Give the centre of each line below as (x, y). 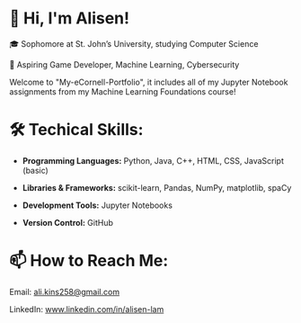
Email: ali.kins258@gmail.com (64, 292)
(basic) (35, 170)
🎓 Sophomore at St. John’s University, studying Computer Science (134, 43)
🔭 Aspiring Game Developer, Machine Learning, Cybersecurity (124, 64)
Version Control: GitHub (68, 222)
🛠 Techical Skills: (76, 130)
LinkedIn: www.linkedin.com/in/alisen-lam (87, 309)
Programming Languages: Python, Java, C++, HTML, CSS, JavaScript (153, 160)
